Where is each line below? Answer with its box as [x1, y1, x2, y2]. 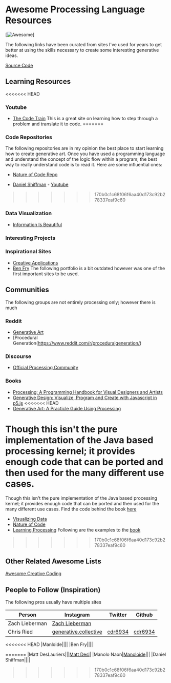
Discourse [5, 353, 32, 360]
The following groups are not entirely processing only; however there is [5, 299, 156, 305]
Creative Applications [12, 259, 58, 265]
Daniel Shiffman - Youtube [12, 181, 69, 188]
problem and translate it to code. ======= [12, 121, 104, 127]
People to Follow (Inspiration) [5, 585, 101, 594]
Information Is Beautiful [12, 221, 62, 227]
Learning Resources [5, 77, 71, 86]
